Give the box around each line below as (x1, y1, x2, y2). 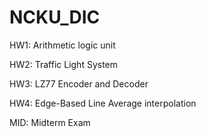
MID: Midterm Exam (9, 116, 91, 128)
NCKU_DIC (9, 6, 101, 29)
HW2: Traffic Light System (9, 58, 119, 70)
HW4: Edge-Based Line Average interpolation (9, 97, 197, 109)
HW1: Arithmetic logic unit (9, 39, 116, 51)
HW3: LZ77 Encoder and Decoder (9, 77, 149, 90)
